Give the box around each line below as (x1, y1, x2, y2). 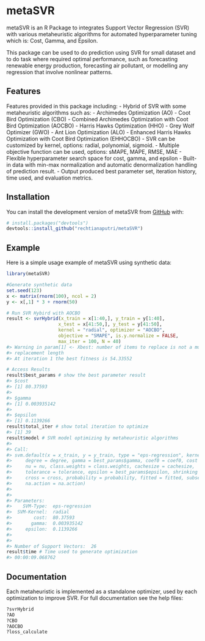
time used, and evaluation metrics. (6, 174, 93, 181)
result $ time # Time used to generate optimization (6, 549, 138, 555)
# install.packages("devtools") (6, 220, 88, 226)
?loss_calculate (6, 629, 48, 635)
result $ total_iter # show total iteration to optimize (6, 423, 149, 430)
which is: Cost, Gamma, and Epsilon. (6, 37, 98, 44)
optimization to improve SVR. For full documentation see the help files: (6, 594, 184, 601)
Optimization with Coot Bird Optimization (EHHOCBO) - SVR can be (6, 135, 176, 142)
